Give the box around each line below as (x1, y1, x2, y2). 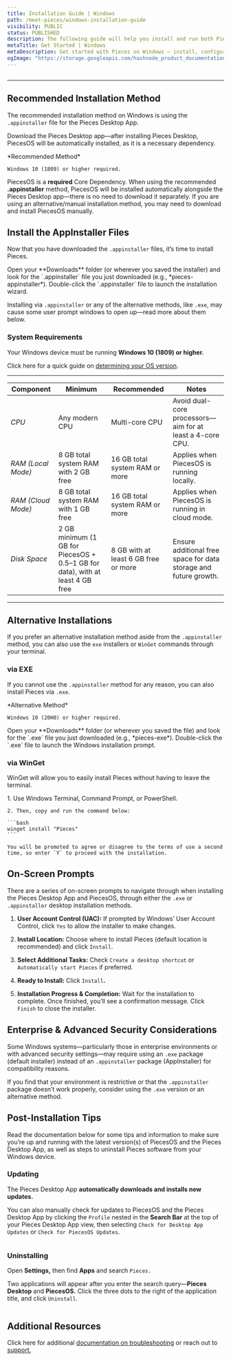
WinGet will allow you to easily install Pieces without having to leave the (7, 774, 210, 782)
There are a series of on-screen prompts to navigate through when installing (7, 886, 223, 894)
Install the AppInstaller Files (7, 226, 129, 238)
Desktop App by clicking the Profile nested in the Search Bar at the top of (7, 1213, 219, 1221)
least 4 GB (58, 575, 92, 585)
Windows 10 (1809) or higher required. (7, 166, 122, 173)
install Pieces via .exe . (7, 687, 71, 696)
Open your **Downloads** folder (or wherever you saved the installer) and (7, 265, 221, 274)
